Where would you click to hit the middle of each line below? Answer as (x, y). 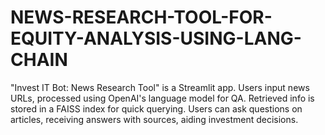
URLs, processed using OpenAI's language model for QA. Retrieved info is (162, 98)
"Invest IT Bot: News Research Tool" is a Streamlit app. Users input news (160, 87)
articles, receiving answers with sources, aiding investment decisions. (154, 119)
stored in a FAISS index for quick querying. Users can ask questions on (156, 108)
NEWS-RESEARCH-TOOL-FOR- (141, 17)
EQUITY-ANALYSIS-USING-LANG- (156, 38)
